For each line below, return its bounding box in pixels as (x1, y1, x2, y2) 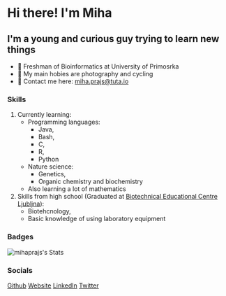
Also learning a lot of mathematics (27, 185, 127, 193)
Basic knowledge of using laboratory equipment (27, 215, 166, 223)
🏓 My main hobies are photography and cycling (17, 70, 153, 78)
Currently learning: (17, 111, 72, 119)
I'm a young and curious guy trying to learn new (7, 33, 220, 45)
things (7, 43, 36, 55)
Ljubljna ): (17, 199, 45, 208)
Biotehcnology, (27, 207, 71, 216)
